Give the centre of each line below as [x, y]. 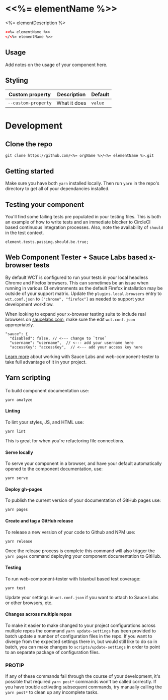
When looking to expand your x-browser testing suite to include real [76, 314]
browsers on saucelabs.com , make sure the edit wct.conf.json [70, 319]
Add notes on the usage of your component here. [56, 65]
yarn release [19, 541]
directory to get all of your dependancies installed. [57, 189]
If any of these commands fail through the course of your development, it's [83, 676]
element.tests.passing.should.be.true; [47, 242]
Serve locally [19, 452]
